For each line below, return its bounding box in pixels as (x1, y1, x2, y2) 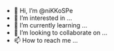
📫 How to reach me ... (13, 37, 78, 44)
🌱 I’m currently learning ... (13, 21, 88, 29)
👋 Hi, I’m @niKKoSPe (13, 7, 73, 14)
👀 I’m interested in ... (13, 14, 73, 22)
